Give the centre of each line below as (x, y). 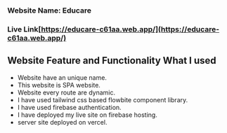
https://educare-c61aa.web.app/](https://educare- (130, 29)
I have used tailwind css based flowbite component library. (103, 99)
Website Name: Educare (49, 10)
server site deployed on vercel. (62, 122)
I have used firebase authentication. (69, 107)
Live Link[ (24, 29)
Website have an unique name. (62, 77)
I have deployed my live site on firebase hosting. (87, 115)
